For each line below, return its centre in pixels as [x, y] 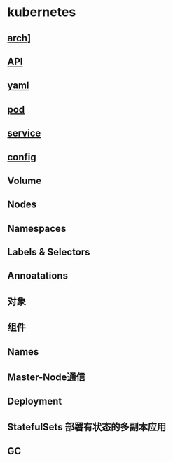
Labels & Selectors [49, 252]
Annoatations [38, 276]
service [24, 133]
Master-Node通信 [46, 378]
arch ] [19, 38]
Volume [25, 180]
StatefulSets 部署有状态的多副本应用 [87, 427]
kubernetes [42, 12]
